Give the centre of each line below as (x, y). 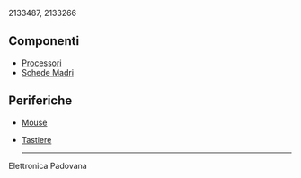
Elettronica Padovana (48, 165)
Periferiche (40, 101)
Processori (41, 63)
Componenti (44, 41)
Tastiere (36, 139)
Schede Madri (47, 72)
